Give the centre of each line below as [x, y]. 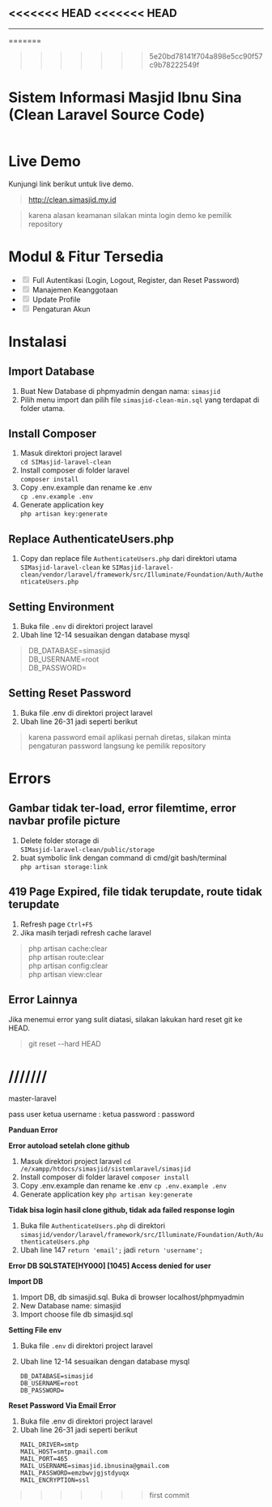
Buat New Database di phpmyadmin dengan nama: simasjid [120, 391]
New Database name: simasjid [70, 1306]
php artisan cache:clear [68, 948]
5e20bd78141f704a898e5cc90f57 [206, 56]
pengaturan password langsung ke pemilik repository [117, 746]
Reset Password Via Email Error [62, 1406]
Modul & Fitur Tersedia [86, 257]
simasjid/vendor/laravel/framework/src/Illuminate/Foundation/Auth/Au [142, 1235]
